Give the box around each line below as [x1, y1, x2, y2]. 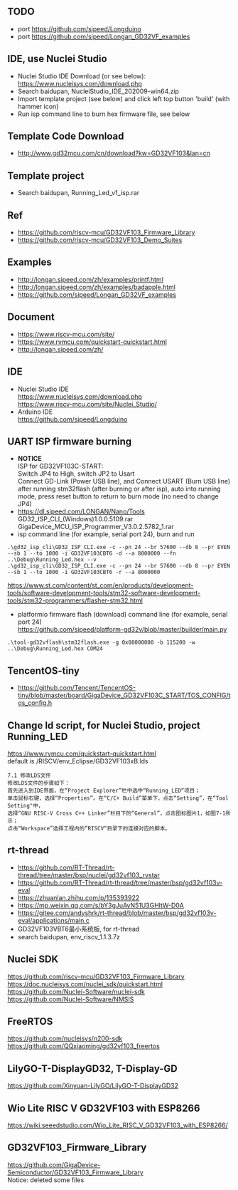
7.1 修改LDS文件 [7, 772, 51, 779]
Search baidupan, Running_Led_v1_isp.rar [17, 189, 140, 197]
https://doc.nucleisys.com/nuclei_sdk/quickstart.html [7, 979, 163, 988]
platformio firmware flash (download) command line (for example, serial [17, 610, 228, 619]
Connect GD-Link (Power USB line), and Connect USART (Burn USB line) [17, 477, 231, 486]
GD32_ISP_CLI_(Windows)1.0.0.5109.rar [17, 515, 134, 523]
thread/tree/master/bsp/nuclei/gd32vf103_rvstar [17, 870, 160, 879]
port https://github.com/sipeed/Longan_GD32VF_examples [17, 32, 190, 41]
